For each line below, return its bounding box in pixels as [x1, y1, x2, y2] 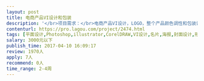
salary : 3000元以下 [6, 37, 53, 43]
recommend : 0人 [6, 60, 44, 66]
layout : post [6, 9, 39, 15]
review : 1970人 [6, 49, 44, 55]
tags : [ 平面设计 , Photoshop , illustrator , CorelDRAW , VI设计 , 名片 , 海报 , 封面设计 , [6, 32, 195, 38]
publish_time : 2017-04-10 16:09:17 [6, 43, 97, 49]
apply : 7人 [6, 54, 33, 60]
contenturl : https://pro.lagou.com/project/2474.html [6, 26, 146, 32]
